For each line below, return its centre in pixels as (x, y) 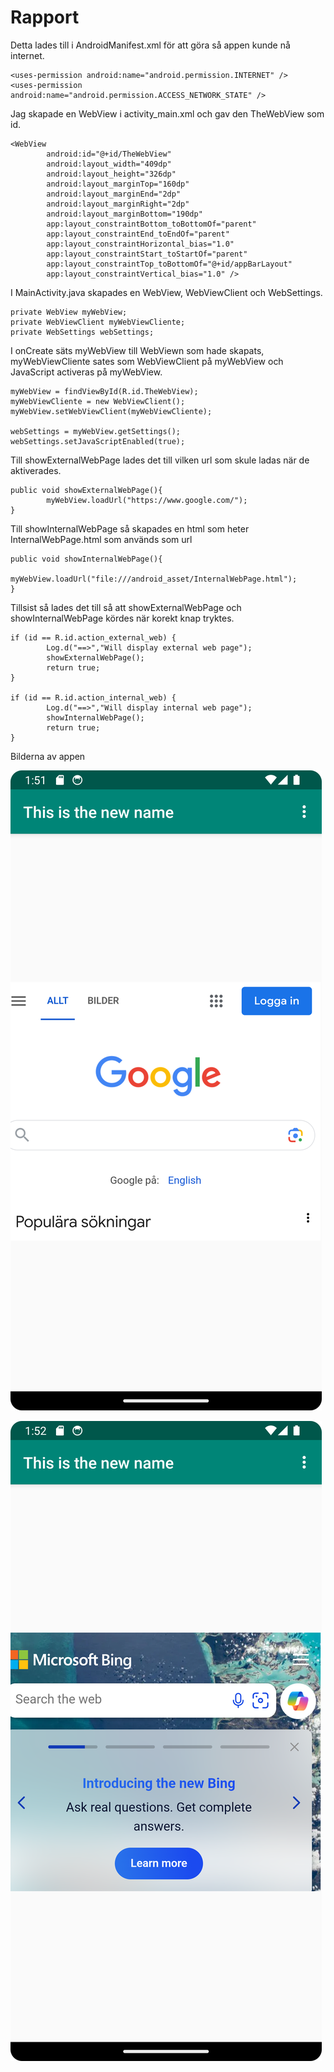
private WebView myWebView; (69, 312)
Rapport (45, 17)
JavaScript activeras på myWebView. (86, 372)
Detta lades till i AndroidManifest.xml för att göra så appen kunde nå (150, 45)
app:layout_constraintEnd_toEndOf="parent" (138, 234)
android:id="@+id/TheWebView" (109, 154)
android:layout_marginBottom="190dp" (124, 214)
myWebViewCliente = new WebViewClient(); (98, 401)
